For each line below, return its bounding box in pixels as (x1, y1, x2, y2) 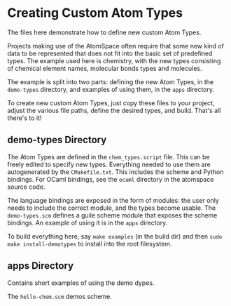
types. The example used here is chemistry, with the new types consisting (7, 56, 221, 65)
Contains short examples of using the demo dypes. (7, 279, 155, 287)
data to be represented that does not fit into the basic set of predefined (7, 49, 213, 58)
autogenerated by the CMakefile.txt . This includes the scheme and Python (7, 167, 224, 176)
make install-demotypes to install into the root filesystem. (7, 239, 172, 248)
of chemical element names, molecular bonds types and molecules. (7, 64, 202, 72)
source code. (7, 182, 45, 191)
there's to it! (7, 114, 42, 122)
